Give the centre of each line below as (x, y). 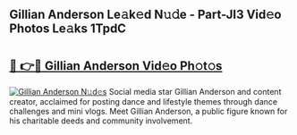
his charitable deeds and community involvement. (101, 121)
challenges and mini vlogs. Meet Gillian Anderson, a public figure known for (148, 111)
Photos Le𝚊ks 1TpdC (68, 29)
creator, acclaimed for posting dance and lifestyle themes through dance (144, 101)
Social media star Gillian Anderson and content (195, 92)
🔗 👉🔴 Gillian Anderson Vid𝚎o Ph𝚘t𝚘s (116, 66)
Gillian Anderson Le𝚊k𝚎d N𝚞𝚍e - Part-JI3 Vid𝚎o (145, 15)
